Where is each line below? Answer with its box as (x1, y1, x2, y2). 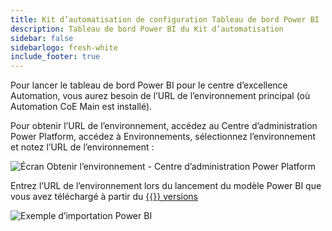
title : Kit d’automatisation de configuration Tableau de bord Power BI (10, 14, 320, 25)
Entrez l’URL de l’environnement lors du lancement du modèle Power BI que (10, 180, 322, 192)
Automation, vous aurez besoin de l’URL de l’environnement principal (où (10, 90, 311, 102)
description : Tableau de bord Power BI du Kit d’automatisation (10, 24, 284, 34)
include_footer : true (10, 52, 101, 62)
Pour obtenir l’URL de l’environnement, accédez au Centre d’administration (10, 120, 318, 132)
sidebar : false (10, 33, 74, 43)
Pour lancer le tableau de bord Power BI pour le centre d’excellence (10, 79, 288, 91)
